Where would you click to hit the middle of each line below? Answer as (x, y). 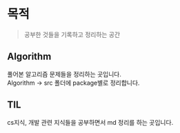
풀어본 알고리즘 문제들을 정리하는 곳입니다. (64, 74)
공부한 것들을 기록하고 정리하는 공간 (72, 34)
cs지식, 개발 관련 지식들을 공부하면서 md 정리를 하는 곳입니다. (90, 122)
